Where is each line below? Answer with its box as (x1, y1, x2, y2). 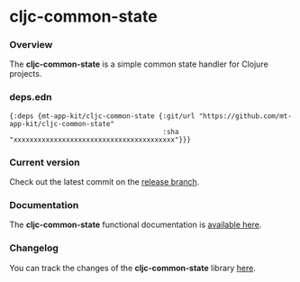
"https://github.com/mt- (198, 111, 293, 121)
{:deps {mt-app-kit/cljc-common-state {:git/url (9, 111, 195, 121)
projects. (9, 68, 42, 79)
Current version (9, 156, 80, 168)
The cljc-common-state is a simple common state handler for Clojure (9, 59, 268, 69)
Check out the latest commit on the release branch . (9, 177, 200, 187)
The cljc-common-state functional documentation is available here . (9, 219, 262, 231)
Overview (9, 39, 53, 51)
